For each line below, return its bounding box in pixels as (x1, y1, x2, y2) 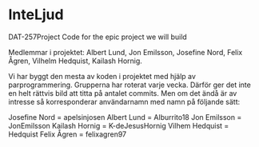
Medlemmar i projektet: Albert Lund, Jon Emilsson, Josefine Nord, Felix (8, 47, 243, 57)
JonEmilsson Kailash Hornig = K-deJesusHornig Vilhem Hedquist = (8, 121, 229, 130)
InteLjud (8, 6, 64, 24)
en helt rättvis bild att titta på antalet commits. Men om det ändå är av (8, 88, 237, 97)
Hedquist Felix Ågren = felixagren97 (8, 129, 126, 139)
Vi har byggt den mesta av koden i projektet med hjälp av (8, 71, 196, 81)
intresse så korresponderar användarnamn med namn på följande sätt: (8, 97, 241, 106)
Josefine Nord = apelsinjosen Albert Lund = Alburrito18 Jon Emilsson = (8, 112, 242, 121)
